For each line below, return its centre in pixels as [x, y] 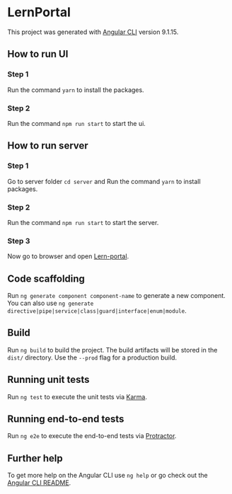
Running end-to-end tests [66, 419]
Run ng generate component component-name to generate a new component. [117, 296]
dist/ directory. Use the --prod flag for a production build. [92, 357]
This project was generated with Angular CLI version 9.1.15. [93, 32]
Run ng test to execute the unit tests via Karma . [77, 396]
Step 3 [19, 241]
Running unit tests [48, 380]
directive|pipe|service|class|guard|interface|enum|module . [97, 311]
